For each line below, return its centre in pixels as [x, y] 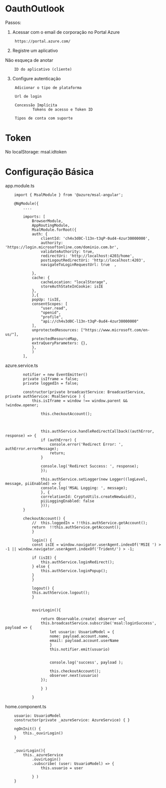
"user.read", [54, 308]
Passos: [13, 22]
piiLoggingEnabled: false [67, 501]
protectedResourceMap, [55, 339]
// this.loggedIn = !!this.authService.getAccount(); [90, 523]
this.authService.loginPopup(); [74, 571]
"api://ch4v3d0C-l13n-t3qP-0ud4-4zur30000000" [90, 321]
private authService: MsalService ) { [45, 396]
